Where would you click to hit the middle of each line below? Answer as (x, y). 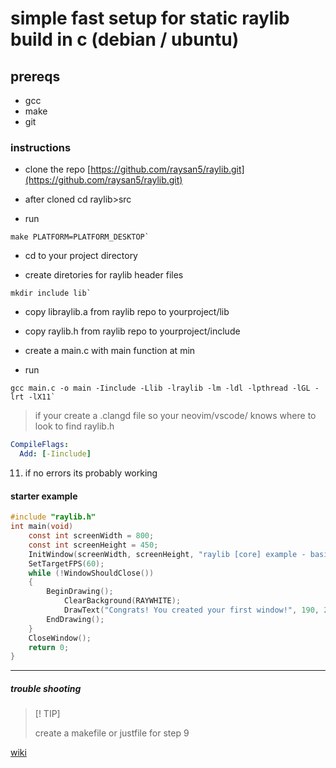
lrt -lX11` (33, 397)
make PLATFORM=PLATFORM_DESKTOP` (80, 237)
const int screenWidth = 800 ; (91, 536)
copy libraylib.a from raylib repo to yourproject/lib (127, 312)
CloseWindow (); (60, 638)
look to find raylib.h (74, 426)
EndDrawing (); (75, 619)
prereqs (35, 76)
